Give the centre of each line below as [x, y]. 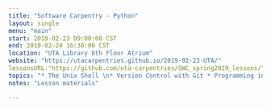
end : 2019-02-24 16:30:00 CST [59, 46]
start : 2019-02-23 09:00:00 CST [63, 38]
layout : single [34, 23]
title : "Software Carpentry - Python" [73, 16]
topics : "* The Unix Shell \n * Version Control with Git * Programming [131, 76]
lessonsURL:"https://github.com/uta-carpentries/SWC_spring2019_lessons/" [137, 68]
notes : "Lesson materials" [54, 83]
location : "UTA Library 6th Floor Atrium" [81, 53]
